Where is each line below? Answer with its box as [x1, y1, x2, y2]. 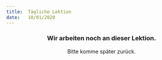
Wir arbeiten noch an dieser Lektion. [47, 34, 157, 43]
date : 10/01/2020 [6, 14, 56, 20]
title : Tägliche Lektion [6, 8, 71, 15]
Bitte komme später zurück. [67, 47, 136, 55]
